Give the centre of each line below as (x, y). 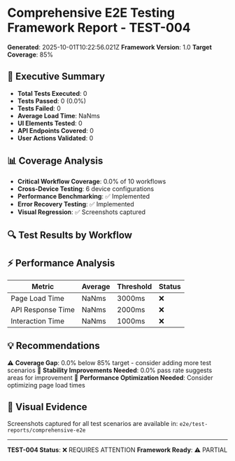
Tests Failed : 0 (39, 108)
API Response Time (43, 309)
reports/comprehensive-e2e (47, 431)
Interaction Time (38, 321)
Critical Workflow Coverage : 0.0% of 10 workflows (92, 181)
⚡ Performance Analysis (61, 263)
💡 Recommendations (54, 346)
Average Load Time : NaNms (58, 115)
